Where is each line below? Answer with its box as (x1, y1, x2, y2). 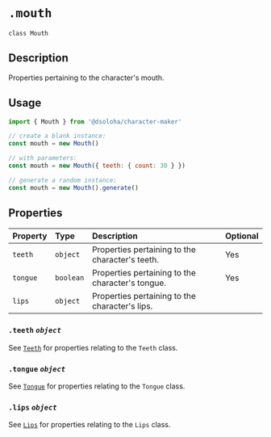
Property (12, 230, 48, 242)
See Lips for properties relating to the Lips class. (8, 420, 171, 430)
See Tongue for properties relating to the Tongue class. (8, 381, 186, 391)
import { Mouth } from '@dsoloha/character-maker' (8, 117, 182, 126)
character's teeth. (91, 254, 160, 265)
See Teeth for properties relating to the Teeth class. (8, 342, 178, 352)
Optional (224, 230, 259, 242)
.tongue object (8, 364, 66, 373)
